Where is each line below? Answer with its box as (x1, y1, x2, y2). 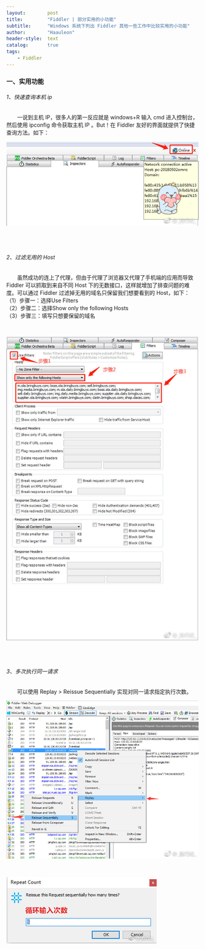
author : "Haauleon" (6, 29, 75, 35)
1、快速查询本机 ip (6, 94, 52, 101)
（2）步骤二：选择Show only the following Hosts (6, 304, 129, 311)
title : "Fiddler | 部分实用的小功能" (6, 16, 117, 23)
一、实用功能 (6, 77, 45, 86)
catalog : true (6, 42, 59, 48)
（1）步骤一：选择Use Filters (6, 297, 79, 304)
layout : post (6, 10, 59, 16)
